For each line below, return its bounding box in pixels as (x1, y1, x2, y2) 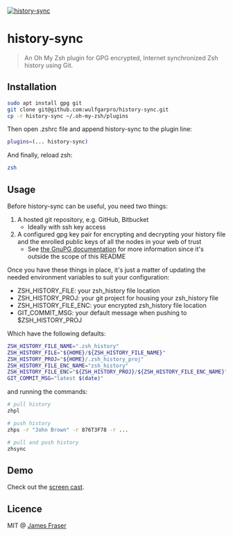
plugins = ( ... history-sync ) (7, 139, 89, 146)
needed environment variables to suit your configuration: (7, 273, 170, 281)
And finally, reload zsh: (7, 151, 73, 159)
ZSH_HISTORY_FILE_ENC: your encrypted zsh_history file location (17, 301, 207, 309)
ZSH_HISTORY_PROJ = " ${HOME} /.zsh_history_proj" (7, 356, 144, 363)
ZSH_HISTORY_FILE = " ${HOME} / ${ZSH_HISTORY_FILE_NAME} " (7, 349, 166, 356)
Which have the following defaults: (7, 329, 106, 338)
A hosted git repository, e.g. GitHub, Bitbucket (17, 215, 149, 223)
